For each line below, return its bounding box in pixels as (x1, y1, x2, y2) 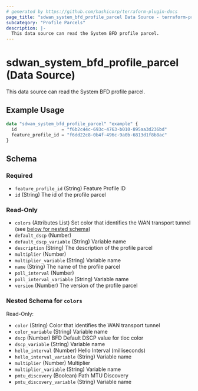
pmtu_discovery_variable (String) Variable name (14, 378, 131, 385)
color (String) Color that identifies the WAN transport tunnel (14, 321, 160, 328)
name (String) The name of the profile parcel (14, 263, 121, 271)
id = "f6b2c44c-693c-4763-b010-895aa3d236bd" (11, 126, 167, 132)
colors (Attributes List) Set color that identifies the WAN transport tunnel (14, 219, 191, 226)
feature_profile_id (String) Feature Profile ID (14, 185, 126, 192)
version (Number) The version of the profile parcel (14, 282, 138, 289)
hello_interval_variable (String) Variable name (14, 353, 131, 360)
